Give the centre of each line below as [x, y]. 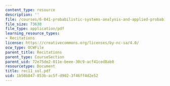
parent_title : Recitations [34, 52]
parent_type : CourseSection [35, 57]
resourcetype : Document [30, 66]
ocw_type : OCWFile [25, 48]
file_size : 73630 [24, 24]
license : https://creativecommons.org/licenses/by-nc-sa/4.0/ [72, 43]
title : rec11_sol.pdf [28, 71]
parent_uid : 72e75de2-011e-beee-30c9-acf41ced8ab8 [60, 62]
